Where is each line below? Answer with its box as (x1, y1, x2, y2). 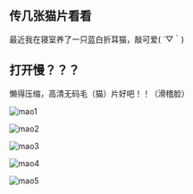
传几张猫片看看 (9, 8, 92, 24)
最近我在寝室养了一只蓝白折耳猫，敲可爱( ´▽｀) (9, 34, 185, 45)
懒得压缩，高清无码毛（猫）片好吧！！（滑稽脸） (9, 88, 189, 98)
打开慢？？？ (9, 63, 80, 78)
